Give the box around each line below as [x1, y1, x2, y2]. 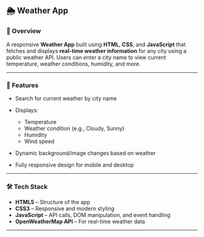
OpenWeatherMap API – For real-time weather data [15, 218, 146, 225]
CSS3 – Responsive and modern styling [15, 205, 115, 212]
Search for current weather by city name [15, 94, 117, 102]
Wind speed [24, 137, 55, 145]
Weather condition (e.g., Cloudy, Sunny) [24, 125, 124, 132]
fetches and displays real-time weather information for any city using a [6, 47, 187, 54]
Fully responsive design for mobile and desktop [15, 161, 134, 168]
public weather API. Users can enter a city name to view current [6, 53, 166, 61]
